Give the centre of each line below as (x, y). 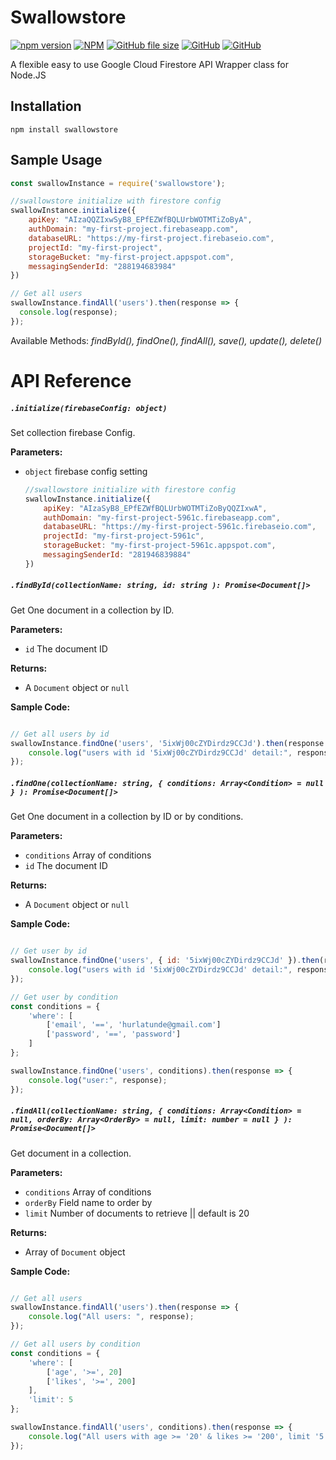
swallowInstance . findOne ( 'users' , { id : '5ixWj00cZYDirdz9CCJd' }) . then (165, 961)
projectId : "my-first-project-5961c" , (124, 536)
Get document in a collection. (71, 1153)
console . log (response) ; (68, 312)
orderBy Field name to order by (88, 1202)
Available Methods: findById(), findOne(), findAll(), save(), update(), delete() (166, 340)
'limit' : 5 (51, 1400)
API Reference (71, 381)
